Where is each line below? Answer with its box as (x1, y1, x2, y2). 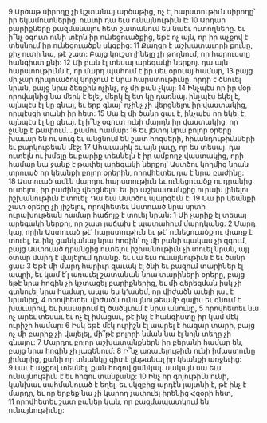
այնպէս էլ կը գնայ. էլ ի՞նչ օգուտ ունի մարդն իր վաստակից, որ (8, 117, 239, 126)
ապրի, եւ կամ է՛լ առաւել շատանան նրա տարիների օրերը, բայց (8, 270, 245, 279)
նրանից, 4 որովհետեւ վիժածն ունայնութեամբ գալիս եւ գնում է (8, 295, 241, 304)
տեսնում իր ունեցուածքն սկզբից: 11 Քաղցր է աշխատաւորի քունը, (8, 41, 253, 50)
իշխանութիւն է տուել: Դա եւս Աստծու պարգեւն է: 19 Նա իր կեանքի (8, 193, 257, 203)
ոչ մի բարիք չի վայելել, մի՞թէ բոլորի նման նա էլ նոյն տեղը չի (8, 329, 232, 338)
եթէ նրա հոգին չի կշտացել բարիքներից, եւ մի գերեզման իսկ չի (8, 279, 242, 287)
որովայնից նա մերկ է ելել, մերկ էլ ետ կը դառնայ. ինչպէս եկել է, (8, 92, 241, 101)
